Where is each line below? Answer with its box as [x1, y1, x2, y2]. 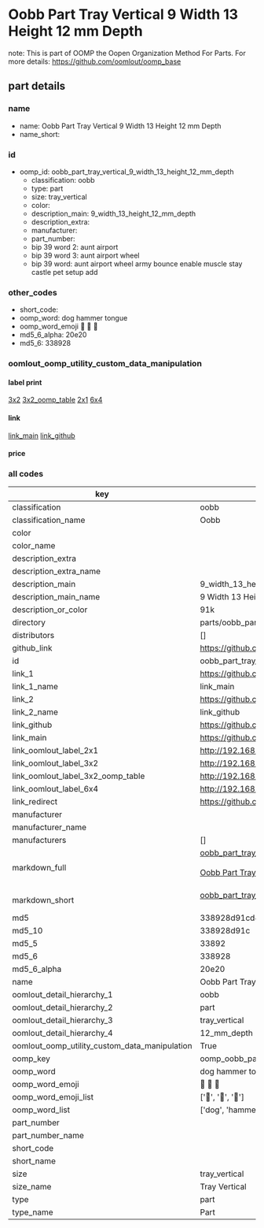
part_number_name [12, 1130, 84, 1141]
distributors [12, 630, 55, 641]
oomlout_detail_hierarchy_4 [12, 1028, 113, 1039]
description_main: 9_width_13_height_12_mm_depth [31, 209, 196, 218]
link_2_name [12, 707, 59, 718]
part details [8, 80, 66, 93]
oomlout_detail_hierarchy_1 [12, 989, 113, 1000]
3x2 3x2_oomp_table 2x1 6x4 [8, 395, 103, 405]
